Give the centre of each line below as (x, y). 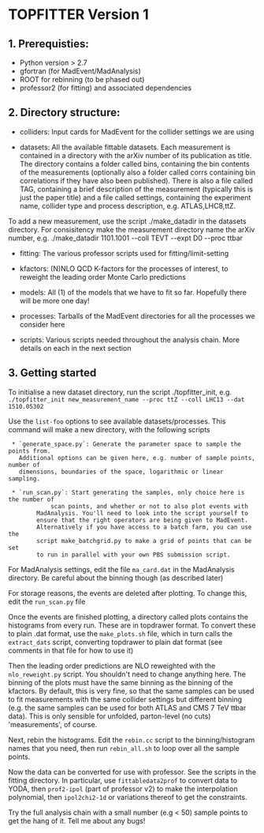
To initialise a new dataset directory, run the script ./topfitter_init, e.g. (120, 392)
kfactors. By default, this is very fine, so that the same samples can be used (131, 691)
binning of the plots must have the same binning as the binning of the (121, 682)
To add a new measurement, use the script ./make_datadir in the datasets (127, 221)
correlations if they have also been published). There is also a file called (136, 180)
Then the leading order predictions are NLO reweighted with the (112, 665)
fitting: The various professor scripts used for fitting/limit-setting (124, 253)
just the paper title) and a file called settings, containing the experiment (135, 197)
